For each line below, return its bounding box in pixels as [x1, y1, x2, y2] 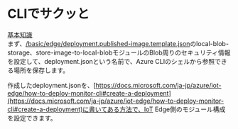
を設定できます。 [7, 113, 57, 122]
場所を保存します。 [13, 66, 70, 74]
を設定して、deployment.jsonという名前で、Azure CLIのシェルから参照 [7, 57, 215, 65]
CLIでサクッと [7, 6, 90, 22]
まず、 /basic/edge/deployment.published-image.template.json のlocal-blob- [7, 39, 229, 47]
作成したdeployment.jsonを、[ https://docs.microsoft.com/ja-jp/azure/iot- [7, 81, 222, 89]
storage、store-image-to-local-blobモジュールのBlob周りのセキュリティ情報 [7, 48, 231, 57]
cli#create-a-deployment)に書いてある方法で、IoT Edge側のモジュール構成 [7, 105, 226, 113]
